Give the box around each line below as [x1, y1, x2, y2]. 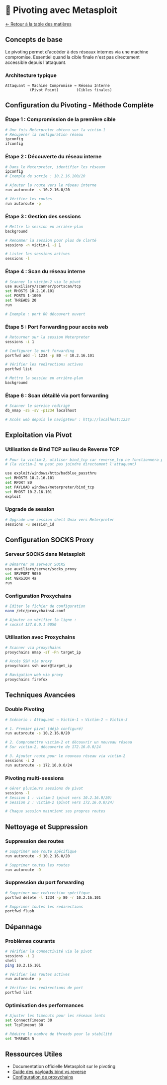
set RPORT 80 [5, 480, 32, 485]
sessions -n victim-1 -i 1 [5, 242, 61, 248]
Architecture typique [5, 72, 57, 79]
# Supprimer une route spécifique [5, 849, 77, 854]
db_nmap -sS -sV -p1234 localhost [5, 408, 77, 413]
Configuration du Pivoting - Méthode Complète [5, 101, 154, 109]
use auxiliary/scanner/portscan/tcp [5, 284, 81, 289]
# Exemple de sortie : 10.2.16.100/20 [5, 174, 85, 179]
